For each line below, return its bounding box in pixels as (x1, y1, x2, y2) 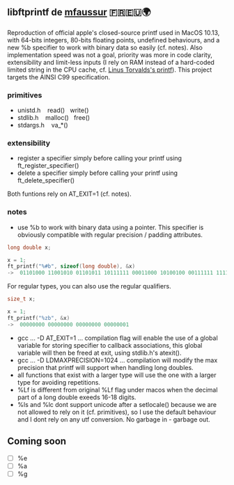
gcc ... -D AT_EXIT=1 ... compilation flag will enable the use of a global (17, 334, 218, 342)
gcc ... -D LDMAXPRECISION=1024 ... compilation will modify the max (17, 355, 218, 364)
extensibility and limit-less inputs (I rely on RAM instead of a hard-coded (7, 58, 214, 66)
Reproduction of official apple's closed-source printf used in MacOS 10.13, (7, 28, 220, 37)
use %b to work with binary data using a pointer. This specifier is (17, 223, 204, 231)
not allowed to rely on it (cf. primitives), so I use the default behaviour (17, 408, 217, 416)
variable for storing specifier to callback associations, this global (17, 341, 203, 349)
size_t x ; (7, 295, 36, 302)
